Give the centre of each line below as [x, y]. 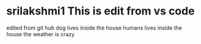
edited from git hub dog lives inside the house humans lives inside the [94, 28]
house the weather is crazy [41, 34]
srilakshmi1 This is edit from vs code [100, 11]
